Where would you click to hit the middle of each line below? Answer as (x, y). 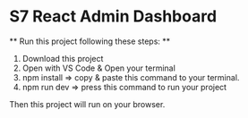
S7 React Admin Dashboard (113, 17)
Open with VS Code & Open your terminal (99, 68)
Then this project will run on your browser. (87, 104)
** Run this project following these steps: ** (90, 41)
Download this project (63, 58)
